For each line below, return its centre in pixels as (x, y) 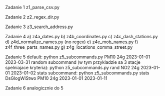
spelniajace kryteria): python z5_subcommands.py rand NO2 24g (72, 68)
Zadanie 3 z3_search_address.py (39, 27)
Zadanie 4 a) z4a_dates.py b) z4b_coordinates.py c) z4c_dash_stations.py (82, 36)
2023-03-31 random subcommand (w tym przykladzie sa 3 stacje (73, 62)
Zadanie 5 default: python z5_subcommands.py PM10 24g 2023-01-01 (78, 57)
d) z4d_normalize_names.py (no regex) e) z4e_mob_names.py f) (72, 42)
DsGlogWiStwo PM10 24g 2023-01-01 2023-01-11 (56, 78)
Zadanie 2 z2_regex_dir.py (32, 17)
